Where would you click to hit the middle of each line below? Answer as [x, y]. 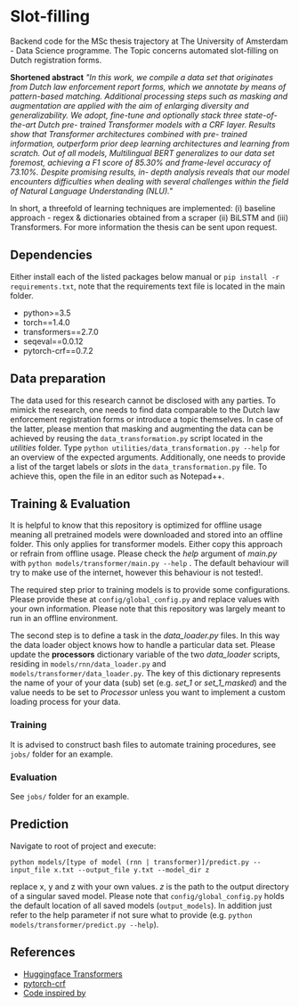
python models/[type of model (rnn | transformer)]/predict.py [130, 862]
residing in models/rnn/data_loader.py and [88, 664]
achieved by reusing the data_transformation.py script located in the [137, 438]
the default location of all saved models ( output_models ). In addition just [141, 905]
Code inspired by [54, 993]
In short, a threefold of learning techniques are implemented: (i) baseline [143, 208]
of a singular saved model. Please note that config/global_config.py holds [147, 896]
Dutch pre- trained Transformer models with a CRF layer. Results [157, 124]
